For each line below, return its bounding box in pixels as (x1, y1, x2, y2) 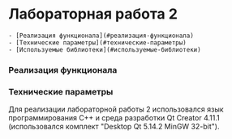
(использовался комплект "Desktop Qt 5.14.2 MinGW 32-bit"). (8, 122, 220, 132)
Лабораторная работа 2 (8, 5, 178, 23)
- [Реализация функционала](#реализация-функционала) (8, 32, 195, 40)
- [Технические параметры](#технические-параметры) (8, 38, 187, 47)
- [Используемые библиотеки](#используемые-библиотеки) (8, 45, 201, 53)
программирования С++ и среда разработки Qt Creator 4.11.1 (8, 113, 221, 123)
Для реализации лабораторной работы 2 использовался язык (8, 104, 225, 114)
